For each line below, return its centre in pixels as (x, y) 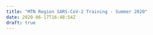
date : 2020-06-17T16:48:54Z (41, 17)
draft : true (21, 23)
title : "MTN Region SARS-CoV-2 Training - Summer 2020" (77, 12)
